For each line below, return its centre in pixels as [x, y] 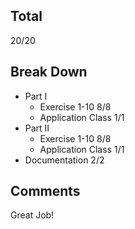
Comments [45, 191]
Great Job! [32, 215]
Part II [37, 128]
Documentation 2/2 [64, 160]
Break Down [49, 72]
